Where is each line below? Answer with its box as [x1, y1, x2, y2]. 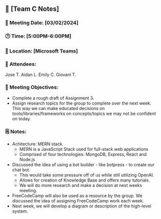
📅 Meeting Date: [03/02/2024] [5, 19, 79, 26]
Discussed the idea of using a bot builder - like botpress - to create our [12, 162, 155, 168]
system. [12, 208, 28, 214]
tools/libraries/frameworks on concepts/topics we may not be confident [12, 110, 157, 116]
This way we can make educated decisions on [12, 105, 105, 111]
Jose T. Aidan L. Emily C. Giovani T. [5, 72, 76, 78]
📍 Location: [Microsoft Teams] [5, 48, 78, 55]
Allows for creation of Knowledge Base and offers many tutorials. [19, 177, 150, 183]
